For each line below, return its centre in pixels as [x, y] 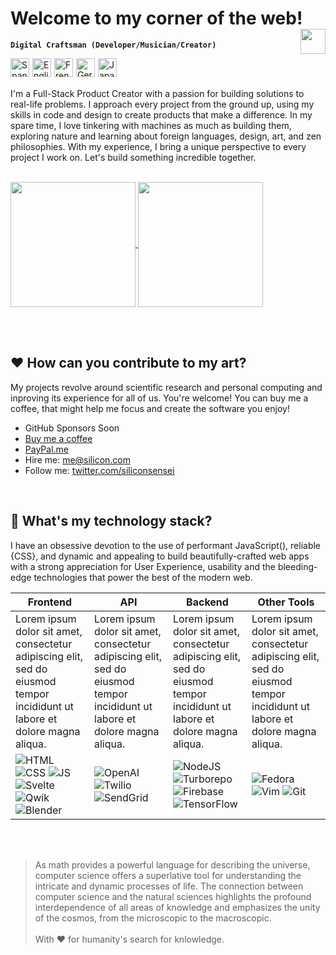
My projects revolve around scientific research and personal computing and [166, 387]
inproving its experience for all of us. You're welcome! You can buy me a [159, 398]
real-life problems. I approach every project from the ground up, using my [162, 104]
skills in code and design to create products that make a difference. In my [161, 114]
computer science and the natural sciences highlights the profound [173, 896]
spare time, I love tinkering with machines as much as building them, [151, 125]
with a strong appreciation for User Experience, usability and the [143, 566]
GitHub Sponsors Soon [72, 428]
